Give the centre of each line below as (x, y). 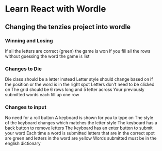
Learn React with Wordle (56, 9)
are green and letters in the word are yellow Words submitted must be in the (81, 138)
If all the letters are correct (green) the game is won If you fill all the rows (78, 51)
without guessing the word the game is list (47, 56)
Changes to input (26, 107)
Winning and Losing (29, 41)
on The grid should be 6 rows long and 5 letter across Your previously (75, 90)
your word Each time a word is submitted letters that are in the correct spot (80, 133)
